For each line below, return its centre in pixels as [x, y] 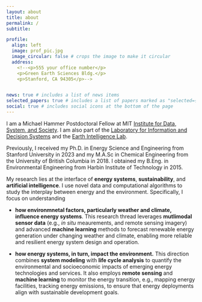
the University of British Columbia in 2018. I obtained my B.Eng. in [87, 161]
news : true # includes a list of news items [63, 95]
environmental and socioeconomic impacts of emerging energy [93, 266]
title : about [23, 18]
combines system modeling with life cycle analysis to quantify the [98, 260]
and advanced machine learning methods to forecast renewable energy [104, 229]
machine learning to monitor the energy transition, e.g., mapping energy [105, 279]
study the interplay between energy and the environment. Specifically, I [95, 191]
